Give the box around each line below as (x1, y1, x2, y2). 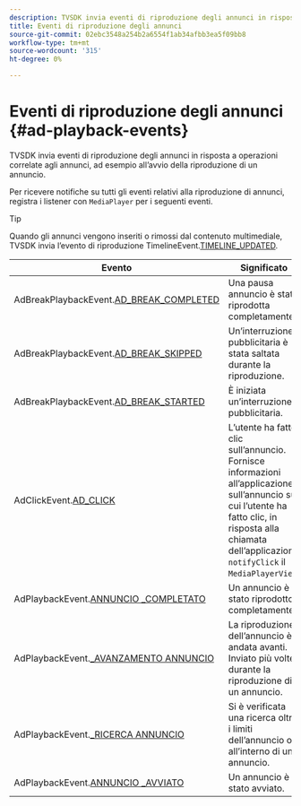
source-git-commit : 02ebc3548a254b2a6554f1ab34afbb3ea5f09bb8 (9, 30, 246, 39)
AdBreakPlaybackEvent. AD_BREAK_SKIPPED (13, 347, 202, 360)
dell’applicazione (228, 544, 299, 557)
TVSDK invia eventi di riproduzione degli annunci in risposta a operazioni (9, 150, 279, 160)
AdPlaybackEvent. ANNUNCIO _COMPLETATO (13, 593, 206, 605)
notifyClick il (228, 555, 287, 568)
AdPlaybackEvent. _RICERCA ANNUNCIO (13, 728, 185, 741)
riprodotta (228, 299, 271, 311)
